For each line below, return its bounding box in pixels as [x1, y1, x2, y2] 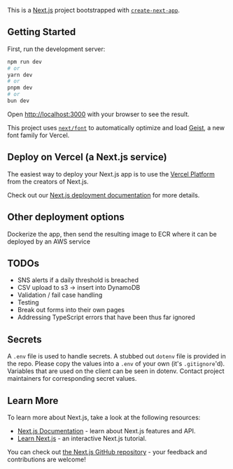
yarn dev [7, 71, 33, 78]
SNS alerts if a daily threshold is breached [17, 276, 139, 284]
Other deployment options [7, 211, 125, 223]
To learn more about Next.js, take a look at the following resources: [7, 413, 201, 421]
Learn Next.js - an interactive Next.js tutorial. [17, 434, 147, 442]
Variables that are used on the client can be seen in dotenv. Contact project [7, 367, 225, 375]
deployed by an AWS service [7, 237, 91, 246]
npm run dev [7, 58, 42, 65]
